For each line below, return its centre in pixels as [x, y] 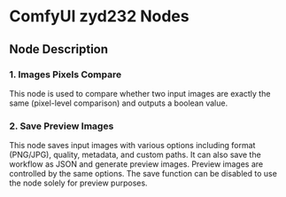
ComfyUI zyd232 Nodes [99, 16]
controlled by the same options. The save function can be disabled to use [143, 174]
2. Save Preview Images [62, 126]
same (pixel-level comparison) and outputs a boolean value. [119, 103]
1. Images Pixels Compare [66, 75]
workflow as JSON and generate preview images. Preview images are [136, 164]
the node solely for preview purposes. [78, 183]
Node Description [59, 49]
